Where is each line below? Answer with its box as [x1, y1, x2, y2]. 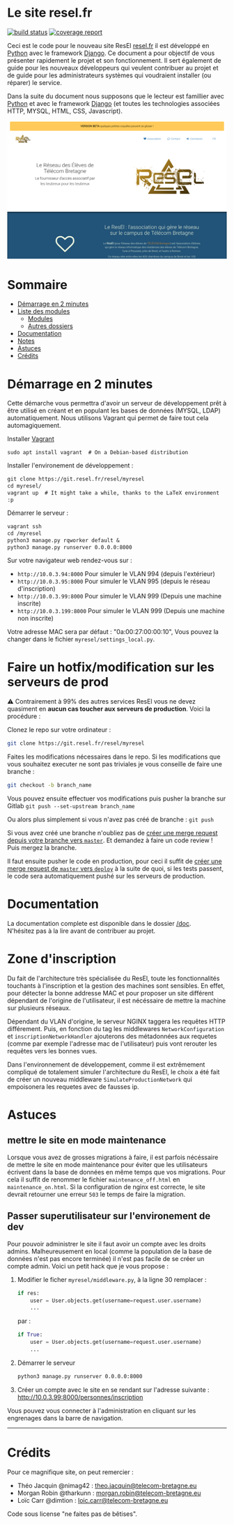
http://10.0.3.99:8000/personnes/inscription [17, 1393, 143, 1401]
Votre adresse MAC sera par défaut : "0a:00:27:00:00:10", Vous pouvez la [7, 628, 219, 636]
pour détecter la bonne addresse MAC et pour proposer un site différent [7, 989, 214, 997]
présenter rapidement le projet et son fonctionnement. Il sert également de [7, 56, 221, 64]
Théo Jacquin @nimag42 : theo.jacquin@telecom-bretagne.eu [17, 1481, 197, 1489]
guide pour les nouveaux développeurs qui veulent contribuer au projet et [7, 63, 219, 72]
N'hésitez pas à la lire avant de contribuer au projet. [7, 927, 156, 935]
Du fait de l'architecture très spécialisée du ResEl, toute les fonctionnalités [7, 974, 220, 982]
